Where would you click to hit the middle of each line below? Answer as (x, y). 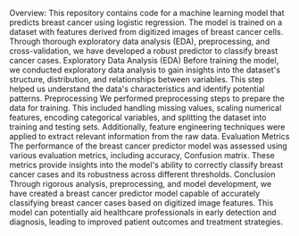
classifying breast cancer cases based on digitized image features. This (141, 203)
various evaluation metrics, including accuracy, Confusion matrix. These (142, 155)
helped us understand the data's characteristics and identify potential (137, 89)
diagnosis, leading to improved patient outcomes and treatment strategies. (146, 222)
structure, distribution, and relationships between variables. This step (137, 79)
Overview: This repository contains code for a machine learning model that (147, 13)
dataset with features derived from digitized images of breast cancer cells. (146, 32)
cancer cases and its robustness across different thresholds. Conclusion (142, 174)
